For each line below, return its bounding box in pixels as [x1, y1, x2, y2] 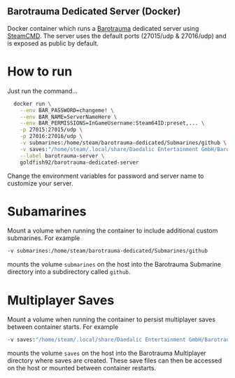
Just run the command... [7, 87, 78, 95]
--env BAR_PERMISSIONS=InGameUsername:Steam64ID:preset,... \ [20, 120, 205, 127]
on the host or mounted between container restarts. [7, 364, 156, 372]
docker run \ [13, 100, 52, 107]
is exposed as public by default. [7, 38, 99, 48]
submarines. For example [7, 234, 80, 242]
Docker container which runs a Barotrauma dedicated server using [7, 24, 199, 32]
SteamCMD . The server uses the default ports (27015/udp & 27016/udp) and [7, 31, 227, 40]
